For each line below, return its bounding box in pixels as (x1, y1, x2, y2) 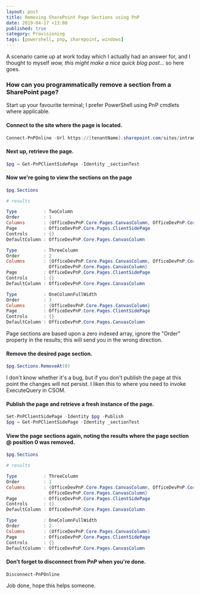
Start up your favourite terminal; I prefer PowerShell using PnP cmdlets (6, 102, 180, 109)
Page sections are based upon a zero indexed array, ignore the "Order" (6, 330, 181, 338)
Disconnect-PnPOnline (6, 571, 60, 577)
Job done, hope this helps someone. (6, 582, 96, 589)
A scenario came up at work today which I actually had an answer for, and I (6, 53, 190, 60)
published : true (6, 25, 46, 32)
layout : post (6, 8, 39, 15)
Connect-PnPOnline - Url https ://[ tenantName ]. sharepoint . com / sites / (6, 135, 180, 141)
